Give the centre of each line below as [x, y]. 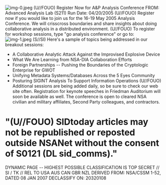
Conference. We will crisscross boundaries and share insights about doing [81, 23]
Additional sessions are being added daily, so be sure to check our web [85, 86]
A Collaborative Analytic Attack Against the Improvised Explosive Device [86, 54]
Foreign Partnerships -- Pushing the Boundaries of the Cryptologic [80, 65]
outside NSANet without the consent [82, 143]
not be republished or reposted [70, 133]
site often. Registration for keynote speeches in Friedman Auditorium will [86, 91]
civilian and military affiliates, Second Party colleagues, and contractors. [86, 102]
